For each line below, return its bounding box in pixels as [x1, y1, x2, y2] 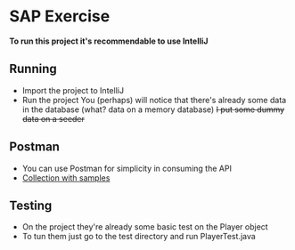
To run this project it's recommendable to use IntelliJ [9, 36, 209, 46]
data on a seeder [21, 113, 85, 124]
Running [9, 61, 58, 77]
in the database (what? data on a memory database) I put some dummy [21, 104, 285, 115]
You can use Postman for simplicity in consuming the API [21, 163, 232, 173]
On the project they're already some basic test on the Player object [21, 222, 269, 232]
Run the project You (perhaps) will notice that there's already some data [21, 94, 287, 105]
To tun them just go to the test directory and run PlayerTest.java [21, 231, 256, 242]
